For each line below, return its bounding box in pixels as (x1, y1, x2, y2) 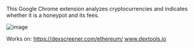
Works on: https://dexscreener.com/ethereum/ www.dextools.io (6, 35, 167, 42)
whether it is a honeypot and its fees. (6, 12, 99, 19)
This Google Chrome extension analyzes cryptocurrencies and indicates (6, 5, 188, 12)
